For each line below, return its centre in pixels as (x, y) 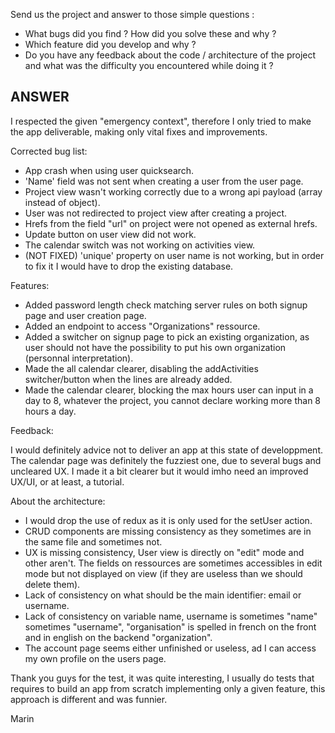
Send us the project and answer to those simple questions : (132, 14)
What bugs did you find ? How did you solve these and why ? (150, 33)
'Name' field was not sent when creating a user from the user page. (164, 181)
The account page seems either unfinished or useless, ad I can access (170, 648)
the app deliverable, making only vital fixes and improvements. (139, 131)
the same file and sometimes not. (93, 541)
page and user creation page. (85, 315)
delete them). (52, 584)
